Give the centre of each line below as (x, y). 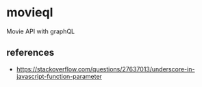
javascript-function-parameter (59, 76)
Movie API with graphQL (41, 31)
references (30, 53)
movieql (30, 13)
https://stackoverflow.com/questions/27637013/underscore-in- (105, 69)
